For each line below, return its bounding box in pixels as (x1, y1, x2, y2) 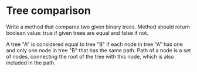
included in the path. (6, 59, 56, 66)
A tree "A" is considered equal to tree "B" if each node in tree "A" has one (6, 41, 183, 48)
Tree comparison (6, 4, 91, 17)
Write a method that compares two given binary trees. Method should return (6, 23, 191, 30)
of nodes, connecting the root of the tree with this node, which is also (6, 53, 174, 60)
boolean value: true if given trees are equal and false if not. (6, 29, 148, 36)
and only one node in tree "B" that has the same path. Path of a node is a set (6, 46, 191, 53)
